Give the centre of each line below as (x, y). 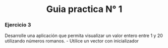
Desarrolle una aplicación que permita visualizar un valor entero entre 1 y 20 (84, 35)
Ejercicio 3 (18, 25)
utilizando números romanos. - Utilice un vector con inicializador (72, 41)
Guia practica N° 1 (84, 9)
